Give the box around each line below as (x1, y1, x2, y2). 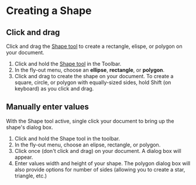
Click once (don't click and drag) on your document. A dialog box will (14, 147, 181, 154)
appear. (14, 153, 33, 160)
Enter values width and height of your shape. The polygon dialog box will (14, 159, 191, 167)
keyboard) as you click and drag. (14, 85, 94, 92)
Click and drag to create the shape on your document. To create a (14, 73, 174, 79)
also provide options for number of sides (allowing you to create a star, (14, 166, 185, 173)
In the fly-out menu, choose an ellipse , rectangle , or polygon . (14, 67, 165, 74)
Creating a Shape (6, 4, 92, 18)
